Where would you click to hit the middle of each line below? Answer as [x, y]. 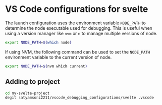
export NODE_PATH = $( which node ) [38, 42]
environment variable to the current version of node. [58, 57]
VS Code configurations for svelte [77, 9]
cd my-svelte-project [27, 93]
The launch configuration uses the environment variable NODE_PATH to [76, 23]
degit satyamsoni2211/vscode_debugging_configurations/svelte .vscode [80, 98]
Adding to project [33, 82]
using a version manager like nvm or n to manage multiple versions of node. [81, 33]
